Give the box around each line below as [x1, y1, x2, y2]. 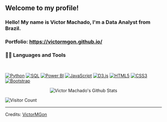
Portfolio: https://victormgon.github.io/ [5, 38, 103, 45]
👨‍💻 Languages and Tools [5, 52, 66, 59]
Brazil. [5, 25, 21, 32]
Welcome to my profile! [5, 4, 79, 12]
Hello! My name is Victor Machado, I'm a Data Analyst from [5, 19, 151, 26]
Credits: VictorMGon [5, 111, 47, 117]
